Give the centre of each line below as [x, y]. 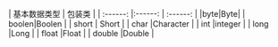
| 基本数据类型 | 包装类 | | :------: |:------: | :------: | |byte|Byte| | [127, 14]
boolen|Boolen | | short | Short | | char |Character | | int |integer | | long [139, 24]
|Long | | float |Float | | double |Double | [81, 33]
